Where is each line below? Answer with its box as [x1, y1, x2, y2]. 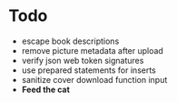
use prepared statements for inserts [21, 65, 156, 76]
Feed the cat [21, 84, 70, 95]
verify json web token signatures [21, 55, 144, 66]
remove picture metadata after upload [21, 45, 164, 56]
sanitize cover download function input [21, 74, 168, 85]
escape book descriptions [21, 36, 120, 46]
